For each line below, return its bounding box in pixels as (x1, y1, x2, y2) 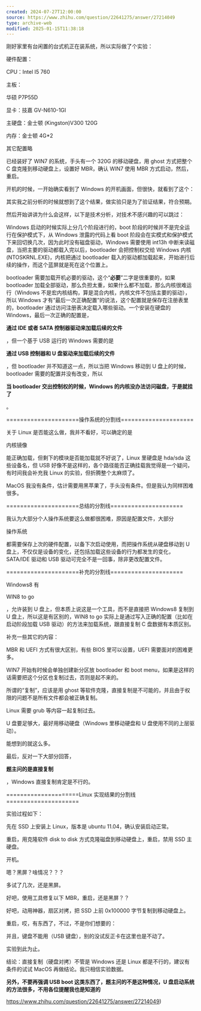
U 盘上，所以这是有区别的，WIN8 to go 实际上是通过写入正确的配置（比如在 (6, 613, 193, 621)
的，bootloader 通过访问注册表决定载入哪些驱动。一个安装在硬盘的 (6, 304, 171, 311)
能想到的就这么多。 (6, 740, 54, 747)
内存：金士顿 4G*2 (6, 132, 53, 139)
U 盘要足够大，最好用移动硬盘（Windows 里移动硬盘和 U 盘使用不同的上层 (6, 720, 190, 727)
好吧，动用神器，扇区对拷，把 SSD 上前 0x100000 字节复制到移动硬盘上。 (6, 907, 190, 914)
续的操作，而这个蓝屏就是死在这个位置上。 (6, 261, 111, 269)
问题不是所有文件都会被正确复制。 (16, 694, 100, 702)
